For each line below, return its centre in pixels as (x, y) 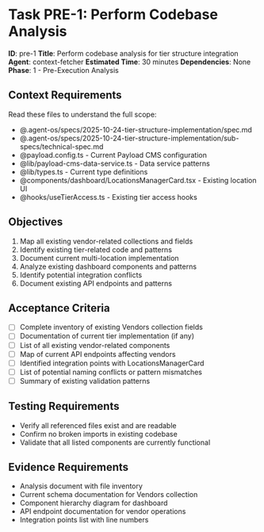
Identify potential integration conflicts (81, 274)
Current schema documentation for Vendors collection (109, 495)
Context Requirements (65, 96)
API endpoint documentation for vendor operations (103, 511)
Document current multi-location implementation (99, 258)
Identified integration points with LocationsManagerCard (112, 363)
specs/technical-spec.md (61, 146)
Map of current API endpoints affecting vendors (98, 354)
